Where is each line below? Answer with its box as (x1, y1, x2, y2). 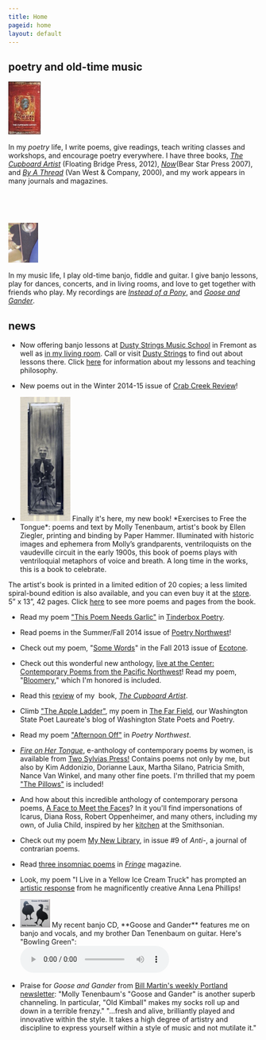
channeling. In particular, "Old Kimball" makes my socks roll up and (19, 998, 240, 1007)
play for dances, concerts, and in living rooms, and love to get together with (8, 279, 256, 289)
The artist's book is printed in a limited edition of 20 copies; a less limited (8, 580, 248, 589)
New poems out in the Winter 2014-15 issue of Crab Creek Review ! (19, 381, 238, 390)
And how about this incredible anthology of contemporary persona (19, 795, 238, 804)
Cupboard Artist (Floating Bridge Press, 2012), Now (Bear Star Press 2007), (8, 159, 253, 169)
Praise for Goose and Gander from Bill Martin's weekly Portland (19, 981, 229, 990)
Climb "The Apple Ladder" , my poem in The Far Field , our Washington (19, 707, 249, 715)
